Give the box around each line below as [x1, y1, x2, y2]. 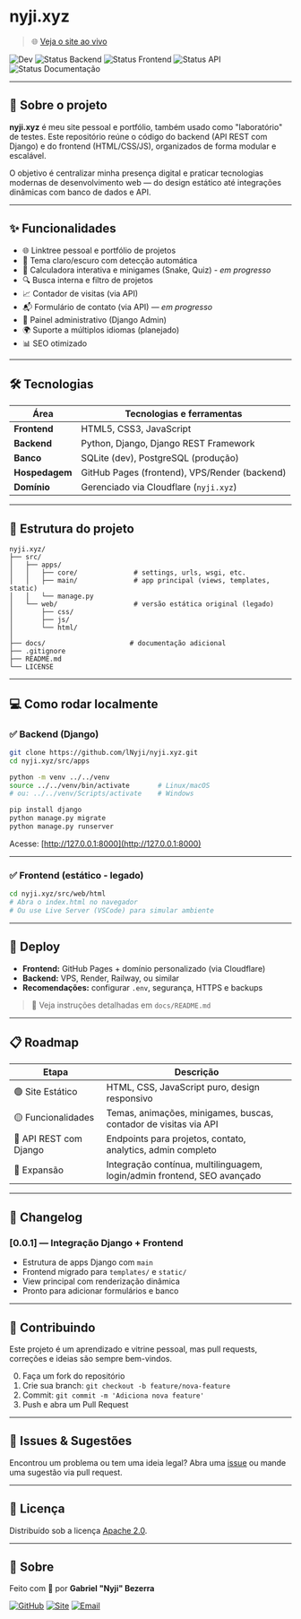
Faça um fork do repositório [21, 1370, 125, 1381]
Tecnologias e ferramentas [125, 408, 243, 420]
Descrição [174, 1066, 219, 1078]
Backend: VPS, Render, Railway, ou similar [21, 973, 180, 983]
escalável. [9, 150, 47, 160]
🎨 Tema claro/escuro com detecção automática [21, 255, 198, 265]
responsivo [106, 1092, 154, 1104]
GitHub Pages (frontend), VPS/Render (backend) [80, 466, 287, 479]
